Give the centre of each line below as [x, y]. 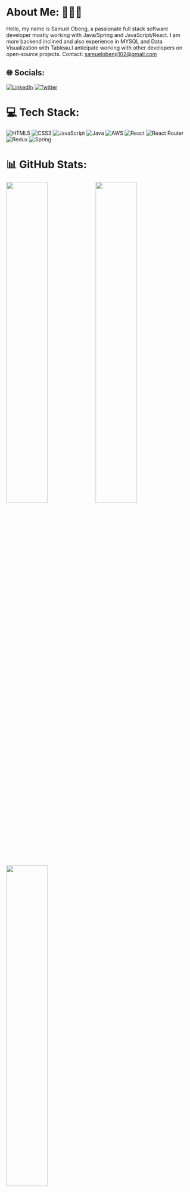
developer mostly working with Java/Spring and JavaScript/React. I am [93, 35]
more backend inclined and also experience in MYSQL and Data [84, 41]
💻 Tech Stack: [43, 112]
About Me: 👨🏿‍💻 [44, 12]
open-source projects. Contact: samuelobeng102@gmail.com [82, 54]
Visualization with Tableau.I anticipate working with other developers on [94, 48]
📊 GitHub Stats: [47, 164]
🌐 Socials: [26, 73]
